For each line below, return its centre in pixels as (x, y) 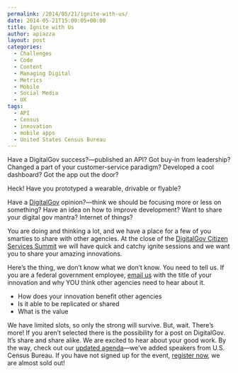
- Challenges (33, 54)
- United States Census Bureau (60, 139)
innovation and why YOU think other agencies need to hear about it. (106, 283)
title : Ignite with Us (41, 27)
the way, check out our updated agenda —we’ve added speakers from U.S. (116, 348)
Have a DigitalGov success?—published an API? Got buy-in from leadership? (119, 160)
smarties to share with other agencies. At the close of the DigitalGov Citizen (118, 239)
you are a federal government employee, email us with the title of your (110, 275)
